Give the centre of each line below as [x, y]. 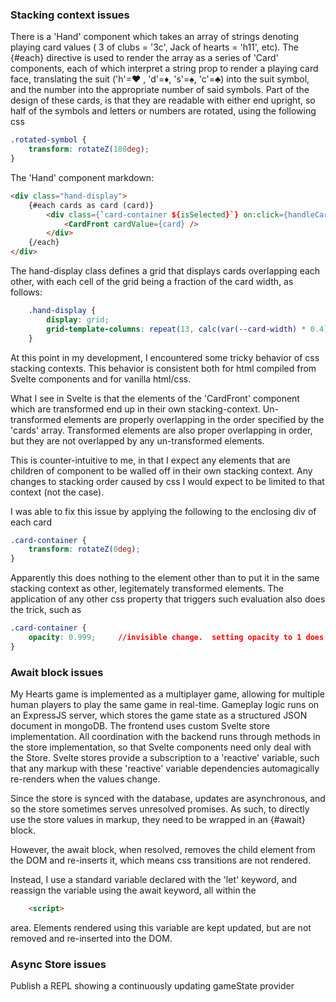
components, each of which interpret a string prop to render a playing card [164, 69]
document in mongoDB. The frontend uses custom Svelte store [140, 726]
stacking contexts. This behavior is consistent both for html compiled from [163, 368]
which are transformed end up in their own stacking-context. [135, 409]
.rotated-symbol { [48, 140]
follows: [26, 292]
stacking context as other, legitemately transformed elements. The [147, 589]
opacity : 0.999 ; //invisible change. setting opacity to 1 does [176, 638]
